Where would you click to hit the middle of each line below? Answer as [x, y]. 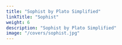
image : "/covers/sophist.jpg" [43, 33]
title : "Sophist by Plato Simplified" [53, 11]
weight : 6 [18, 22]
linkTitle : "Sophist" [33, 17]
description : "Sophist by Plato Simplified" [61, 28]
